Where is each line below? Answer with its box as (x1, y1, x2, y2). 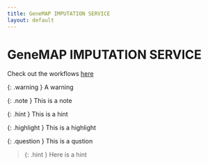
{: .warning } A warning (7, 83, 74, 91)
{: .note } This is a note (7, 97, 72, 105)
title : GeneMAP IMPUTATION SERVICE (7, 10, 111, 17)
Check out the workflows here (7, 70, 94, 78)
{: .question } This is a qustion (7, 137, 93, 146)
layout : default (7, 17, 54, 24)
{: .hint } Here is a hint (24, 150, 87, 159)
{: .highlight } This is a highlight (7, 123, 96, 132)
